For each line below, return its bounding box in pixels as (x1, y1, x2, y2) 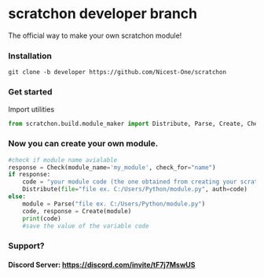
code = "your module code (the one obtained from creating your (22, 178, 237, 186)
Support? (8, 241, 45, 252)
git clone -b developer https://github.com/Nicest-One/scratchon (8, 68, 226, 76)
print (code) (22, 214, 61, 223)
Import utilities (8, 104, 55, 114)
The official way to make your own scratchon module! (8, 31, 182, 40)
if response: (8, 171, 51, 179)
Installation (8, 50, 53, 61)
